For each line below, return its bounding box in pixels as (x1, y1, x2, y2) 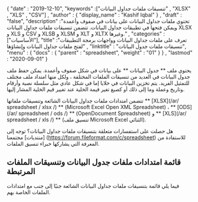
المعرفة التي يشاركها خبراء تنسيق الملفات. (7, 140, 100, 147)
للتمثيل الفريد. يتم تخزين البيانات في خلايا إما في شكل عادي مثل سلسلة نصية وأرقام (7, 79, 190, 86)
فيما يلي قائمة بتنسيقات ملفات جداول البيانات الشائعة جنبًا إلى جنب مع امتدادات (7, 182, 180, 189)
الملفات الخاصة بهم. (7, 188, 51, 195)
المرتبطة (7, 166, 35, 177)
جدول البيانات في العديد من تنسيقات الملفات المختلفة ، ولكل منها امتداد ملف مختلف (7, 73, 190, 80)
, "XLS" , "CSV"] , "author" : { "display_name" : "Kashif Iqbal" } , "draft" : (7, 11, 182, 18)
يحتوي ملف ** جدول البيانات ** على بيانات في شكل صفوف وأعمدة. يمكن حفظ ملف (7, 67, 191, 73)
